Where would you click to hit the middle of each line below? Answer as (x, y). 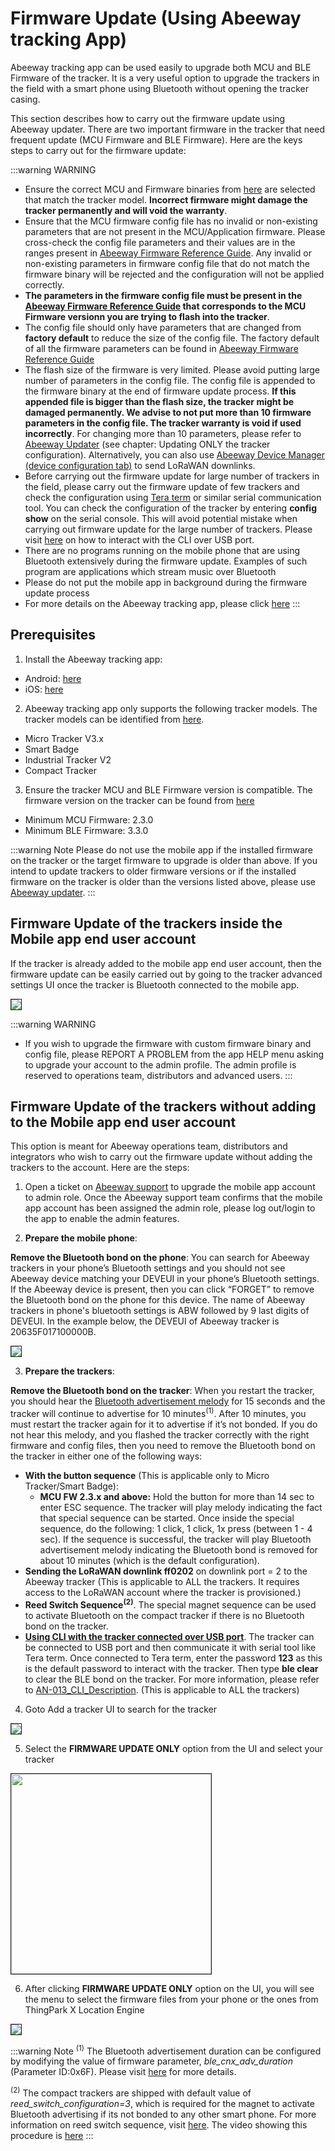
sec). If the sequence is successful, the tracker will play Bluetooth (175, 1539)
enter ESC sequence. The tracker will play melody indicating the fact (181, 1508)
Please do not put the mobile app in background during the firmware (166, 582)
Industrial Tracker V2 (68, 759)
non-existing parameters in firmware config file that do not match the (167, 263)
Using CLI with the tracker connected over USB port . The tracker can (169, 1636)
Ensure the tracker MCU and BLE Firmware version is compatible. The (168, 789)
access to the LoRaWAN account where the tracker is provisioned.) (163, 1593)
